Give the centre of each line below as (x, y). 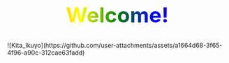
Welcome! (117, 15)
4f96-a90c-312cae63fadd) (46, 53)
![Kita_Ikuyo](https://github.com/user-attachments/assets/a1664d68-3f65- (115, 46)
